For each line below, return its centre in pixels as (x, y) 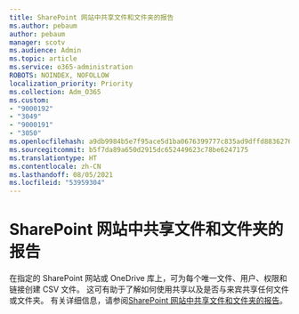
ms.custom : (29, 100)
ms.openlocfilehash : (48, 141)
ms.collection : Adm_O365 (55, 92)
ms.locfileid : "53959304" (57, 183)
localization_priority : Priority (71, 84)
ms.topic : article (43, 59)
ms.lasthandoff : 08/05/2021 (61, 174)
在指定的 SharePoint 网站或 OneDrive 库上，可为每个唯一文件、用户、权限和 (148, 278)
